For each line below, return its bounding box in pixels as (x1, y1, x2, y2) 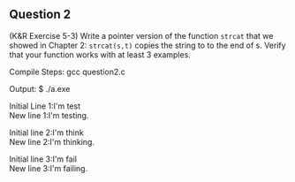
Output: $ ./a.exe (9, 83, 71, 94)
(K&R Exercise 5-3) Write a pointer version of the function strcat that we (9, 30, 274, 41)
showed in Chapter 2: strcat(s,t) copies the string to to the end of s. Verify (9, 40, 286, 50)
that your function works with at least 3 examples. (9, 49, 192, 60)
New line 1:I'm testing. (9, 110, 89, 120)
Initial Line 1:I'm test (9, 101, 81, 111)
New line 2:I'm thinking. (9, 136, 95, 147)
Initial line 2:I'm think (9, 127, 84, 138)
